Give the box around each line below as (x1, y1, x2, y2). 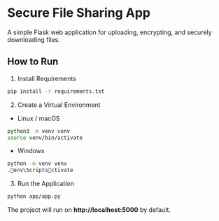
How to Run (7, 56, 59, 68)
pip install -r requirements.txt (7, 87, 105, 95)
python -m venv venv (7, 160, 68, 167)
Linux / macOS (17, 114, 61, 122)
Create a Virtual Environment (17, 100, 101, 109)
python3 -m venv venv (7, 127, 71, 134)
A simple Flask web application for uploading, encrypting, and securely (7, 28, 212, 36)
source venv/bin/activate (7, 134, 83, 141)
